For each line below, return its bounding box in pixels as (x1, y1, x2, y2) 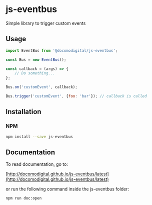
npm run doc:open (5, 196, 42, 201)
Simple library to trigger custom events (5, 20, 86, 26)
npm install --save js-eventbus (5, 134, 73, 139)
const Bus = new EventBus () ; (5, 57, 66, 62)
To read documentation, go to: (5, 161, 68, 167)
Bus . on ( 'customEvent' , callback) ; (5, 84, 78, 90)
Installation (5, 108, 41, 116)
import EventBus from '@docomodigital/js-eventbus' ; (5, 48, 118, 53)
